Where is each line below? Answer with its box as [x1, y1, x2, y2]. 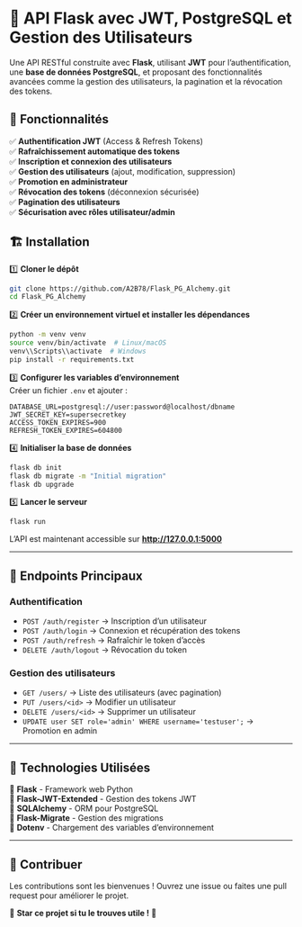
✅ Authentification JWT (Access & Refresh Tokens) [9, 135, 204, 147]
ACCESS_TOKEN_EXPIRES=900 [9, 418, 106, 427]
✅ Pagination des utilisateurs [9, 196, 120, 207]
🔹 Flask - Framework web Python [9, 784, 133, 795]
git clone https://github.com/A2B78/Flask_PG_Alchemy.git [9, 283, 231, 293]
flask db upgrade [9, 480, 75, 489]
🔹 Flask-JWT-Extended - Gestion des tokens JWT [9, 794, 197, 805]
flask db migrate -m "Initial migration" [9, 472, 167, 481]
